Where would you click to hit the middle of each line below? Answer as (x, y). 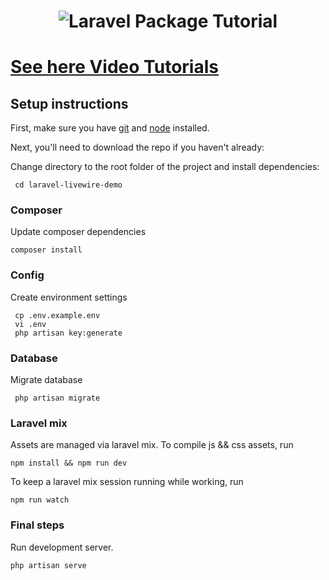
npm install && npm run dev (69, 463)
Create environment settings (69, 297)
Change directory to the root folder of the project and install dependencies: (165, 167)
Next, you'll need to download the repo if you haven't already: (137, 147)
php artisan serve (48, 565)
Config (27, 275)
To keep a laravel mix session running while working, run (127, 482)
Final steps (37, 525)
